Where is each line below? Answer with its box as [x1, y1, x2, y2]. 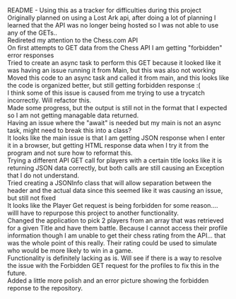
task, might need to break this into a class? [7, 127, 132, 134]
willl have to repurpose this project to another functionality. [7, 209, 179, 217]
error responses [7, 51, 54, 59]
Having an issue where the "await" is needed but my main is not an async [7, 119, 221, 127]
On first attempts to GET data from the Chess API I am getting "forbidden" [7, 44, 223, 52]
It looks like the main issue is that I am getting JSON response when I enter [7, 134, 225, 142]
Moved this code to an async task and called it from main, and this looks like [7, 74, 230, 82]
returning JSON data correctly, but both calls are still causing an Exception [7, 164, 225, 172]
